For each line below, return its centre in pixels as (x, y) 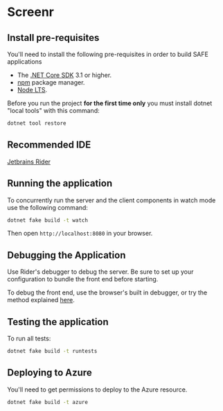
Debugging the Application (66, 255)
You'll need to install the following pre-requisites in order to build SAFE (108, 54)
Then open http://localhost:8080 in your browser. (80, 234)
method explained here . (41, 300)
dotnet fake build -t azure (48, 402)
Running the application (60, 183)
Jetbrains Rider (29, 161)
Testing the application (58, 322)
